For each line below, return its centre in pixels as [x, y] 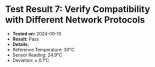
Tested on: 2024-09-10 [37, 33]
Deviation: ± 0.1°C [31, 60]
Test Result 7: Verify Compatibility [78, 9]
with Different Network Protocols [75, 20]
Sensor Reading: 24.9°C [37, 55]
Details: [20, 44]
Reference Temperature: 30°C [43, 49]
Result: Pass [25, 39]
